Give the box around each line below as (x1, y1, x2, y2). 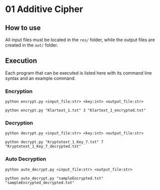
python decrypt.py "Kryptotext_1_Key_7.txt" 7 (5, 139, 104, 145)
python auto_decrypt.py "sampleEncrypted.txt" (5, 175, 104, 181)
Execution (5, 57, 37, 65)
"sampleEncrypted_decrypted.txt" (5, 180, 75, 185)
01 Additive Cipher (5, 4, 83, 15)
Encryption (5, 88, 33, 95)
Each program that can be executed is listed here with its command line (5, 70, 152, 76)
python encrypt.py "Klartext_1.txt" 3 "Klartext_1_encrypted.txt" (5, 108, 146, 113)
